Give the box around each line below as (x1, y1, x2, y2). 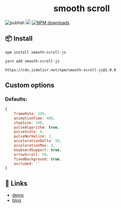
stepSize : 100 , (14, 120, 45, 125)
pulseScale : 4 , (14, 129, 45, 134)
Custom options (5, 81, 55, 89)
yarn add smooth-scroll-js (5, 59, 60, 63)
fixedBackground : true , (14, 157, 62, 162)
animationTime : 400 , (14, 116, 55, 121)
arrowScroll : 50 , (14, 152, 49, 157)
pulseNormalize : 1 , (14, 134, 53, 139)
